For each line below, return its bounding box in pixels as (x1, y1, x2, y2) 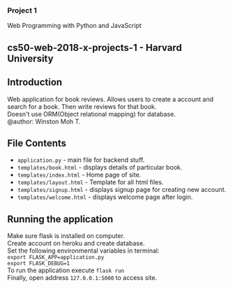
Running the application (7, 213, 114, 225)
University (7, 52, 54, 64)
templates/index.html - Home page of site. (17, 170, 142, 179)
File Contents (7, 137, 67, 149)
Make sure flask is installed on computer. (7, 232, 126, 240)
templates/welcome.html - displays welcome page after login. (17, 193, 193, 201)
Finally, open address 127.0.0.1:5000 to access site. (7, 274, 158, 282)
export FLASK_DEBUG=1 (7, 260, 70, 267)
